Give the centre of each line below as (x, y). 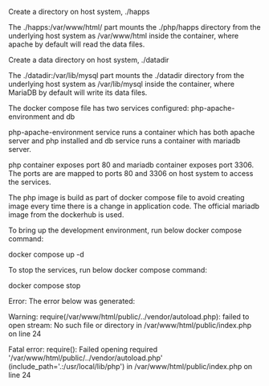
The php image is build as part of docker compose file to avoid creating (126, 197)
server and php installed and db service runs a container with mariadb (124, 141)
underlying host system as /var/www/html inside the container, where (124, 36)
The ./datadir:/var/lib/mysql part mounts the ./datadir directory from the (126, 75)
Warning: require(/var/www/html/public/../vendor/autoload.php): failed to (129, 316)
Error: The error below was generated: (72, 301)
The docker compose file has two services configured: (99, 108)
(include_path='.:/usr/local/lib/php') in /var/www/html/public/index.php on (130, 366)
